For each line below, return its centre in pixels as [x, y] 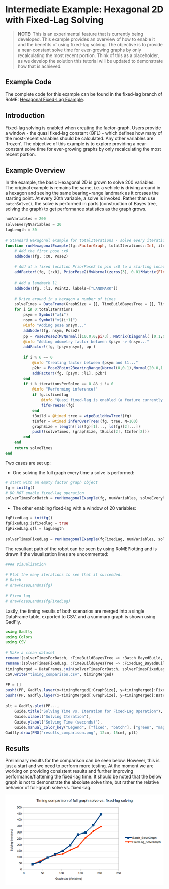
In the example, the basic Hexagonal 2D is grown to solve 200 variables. [80, 182]
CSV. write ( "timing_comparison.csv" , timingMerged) [59, 674]
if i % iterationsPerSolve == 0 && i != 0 [68, 384]
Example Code [28, 82]
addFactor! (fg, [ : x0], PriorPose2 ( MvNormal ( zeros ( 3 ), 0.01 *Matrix [85, 272]
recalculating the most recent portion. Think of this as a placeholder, [88, 55]
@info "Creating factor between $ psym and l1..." [85, 363]
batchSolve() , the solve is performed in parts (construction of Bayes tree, [81, 204]
